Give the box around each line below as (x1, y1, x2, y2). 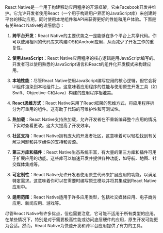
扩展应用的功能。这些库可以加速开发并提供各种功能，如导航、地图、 (16, 155, 153, 161)
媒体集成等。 (16, 162, 42, 167)
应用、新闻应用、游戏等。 (12, 200, 64, 206)
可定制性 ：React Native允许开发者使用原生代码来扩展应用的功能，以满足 (12, 172, 157, 177)
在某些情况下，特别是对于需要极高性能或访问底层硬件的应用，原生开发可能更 (5, 216, 158, 222)
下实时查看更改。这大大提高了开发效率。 (12, 123, 93, 128)
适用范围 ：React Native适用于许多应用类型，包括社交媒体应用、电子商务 (12, 194, 157, 200)
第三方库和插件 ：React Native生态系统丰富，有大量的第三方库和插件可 (12, 150, 153, 155)
